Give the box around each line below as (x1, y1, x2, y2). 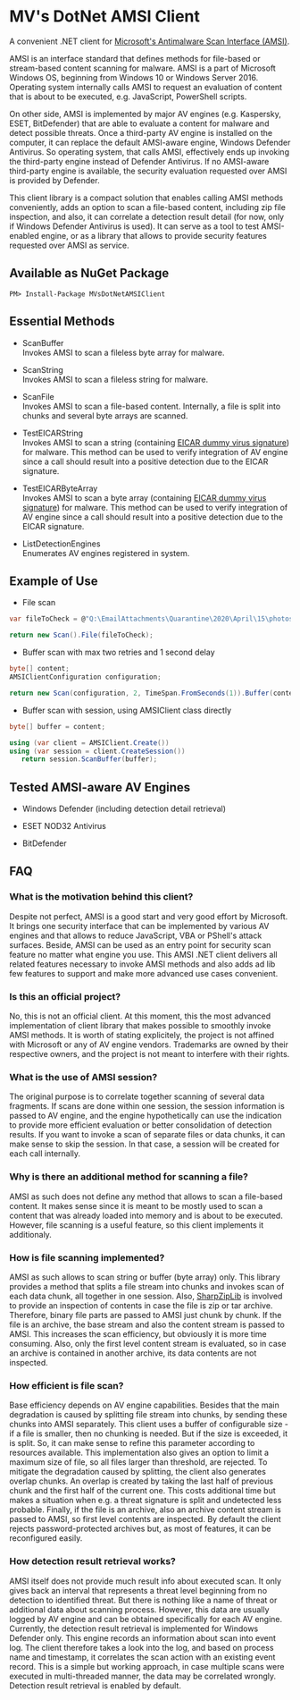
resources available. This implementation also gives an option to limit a (9, 1447, 270, 1459)
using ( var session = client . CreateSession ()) (9, 747, 186, 756)
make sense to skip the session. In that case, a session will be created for (9, 1138, 279, 1150)
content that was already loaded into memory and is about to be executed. (9, 1210, 283, 1221)
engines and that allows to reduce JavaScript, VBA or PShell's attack (9, 930, 262, 941)
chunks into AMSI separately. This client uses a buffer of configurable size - (9, 1419, 288, 1430)
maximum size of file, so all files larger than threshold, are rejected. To (9, 1457, 268, 1467)
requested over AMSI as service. (9, 240, 129, 250)
